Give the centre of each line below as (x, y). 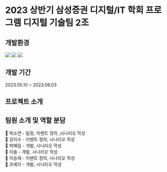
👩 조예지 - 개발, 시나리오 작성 (34, 165)
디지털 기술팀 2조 (56, 23)
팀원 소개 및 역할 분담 (35, 120)
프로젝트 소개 (24, 102)
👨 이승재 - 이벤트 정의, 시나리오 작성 (40, 158)
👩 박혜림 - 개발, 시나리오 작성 (34, 146)
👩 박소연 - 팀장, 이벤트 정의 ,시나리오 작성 (45, 133)
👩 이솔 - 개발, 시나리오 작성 (32, 152)
